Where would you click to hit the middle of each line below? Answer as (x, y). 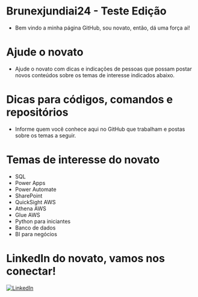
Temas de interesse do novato (83, 160)
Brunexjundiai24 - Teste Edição (86, 11)
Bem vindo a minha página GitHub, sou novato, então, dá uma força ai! (103, 28)
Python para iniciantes (43, 221)
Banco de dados (35, 228)
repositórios (37, 112)
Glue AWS (27, 214)
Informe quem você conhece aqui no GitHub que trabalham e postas (100, 129)
